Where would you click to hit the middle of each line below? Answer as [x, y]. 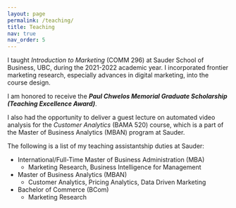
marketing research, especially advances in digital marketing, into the [108, 75]
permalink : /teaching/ [41, 20]
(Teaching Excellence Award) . [52, 104]
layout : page [26, 14]
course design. [29, 82]
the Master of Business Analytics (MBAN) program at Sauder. [96, 133]
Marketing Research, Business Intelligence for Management [115, 167]
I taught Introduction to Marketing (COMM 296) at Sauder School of [106, 60]
